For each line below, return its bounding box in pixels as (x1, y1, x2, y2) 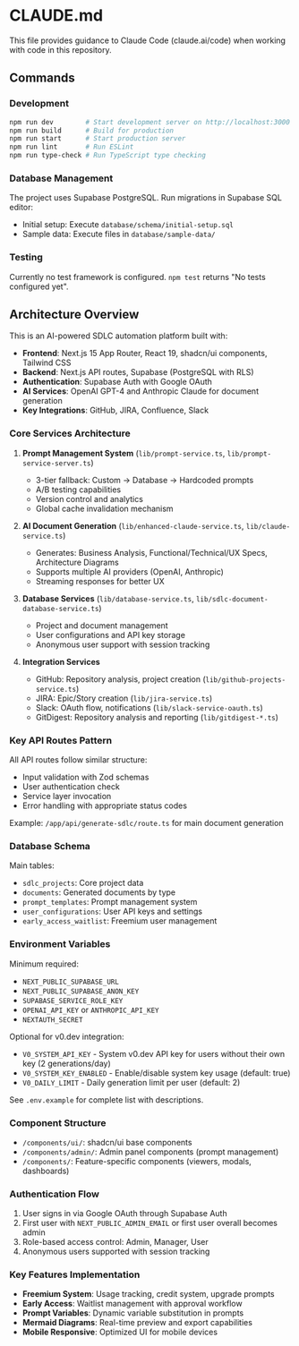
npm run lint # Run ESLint (9, 142, 134, 152)
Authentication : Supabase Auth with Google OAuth (21, 377, 213, 388)
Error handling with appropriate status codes (21, 800, 188, 811)
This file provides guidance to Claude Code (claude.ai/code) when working (9, 35, 286, 46)
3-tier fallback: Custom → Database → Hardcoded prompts (35, 474, 254, 485)
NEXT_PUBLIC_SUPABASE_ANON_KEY (21, 986, 140, 996)
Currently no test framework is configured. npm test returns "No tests (9, 271, 266, 282)
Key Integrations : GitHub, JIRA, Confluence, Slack (21, 405, 209, 416)
